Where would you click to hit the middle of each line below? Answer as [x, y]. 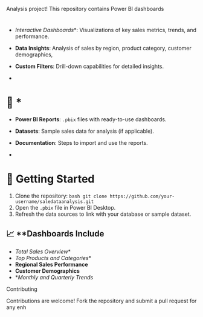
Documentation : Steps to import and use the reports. [81, 143]
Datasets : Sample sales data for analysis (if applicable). [84, 131]
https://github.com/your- [142, 196]
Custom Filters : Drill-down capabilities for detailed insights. [89, 67]
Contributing [22, 289]
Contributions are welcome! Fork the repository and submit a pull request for [101, 301]
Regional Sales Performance [52, 264]
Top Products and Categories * [53, 258]
